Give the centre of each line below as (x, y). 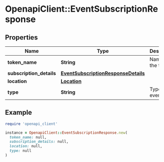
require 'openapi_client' (31, 124)
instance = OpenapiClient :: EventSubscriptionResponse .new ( (66, 133)
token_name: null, (28, 137)
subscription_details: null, (39, 142)
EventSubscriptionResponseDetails (103, 73)
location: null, (26, 146)
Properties (21, 37)
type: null (20, 151)
